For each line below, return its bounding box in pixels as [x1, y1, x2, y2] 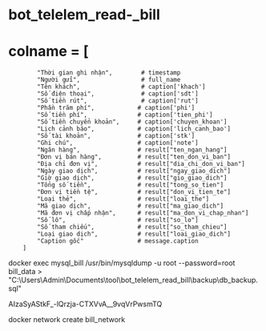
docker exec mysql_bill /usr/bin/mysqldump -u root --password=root [8, 258, 236, 268]
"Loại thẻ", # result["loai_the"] [37, 195, 210, 204]
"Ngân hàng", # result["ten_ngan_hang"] [37, 146, 228, 154]
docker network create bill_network [8, 315, 126, 325]
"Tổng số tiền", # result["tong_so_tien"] [37, 181, 224, 189]
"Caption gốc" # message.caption [37, 237, 199, 245]
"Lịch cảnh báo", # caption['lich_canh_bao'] [37, 125, 231, 133]
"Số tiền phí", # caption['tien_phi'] [37, 111, 214, 119]
